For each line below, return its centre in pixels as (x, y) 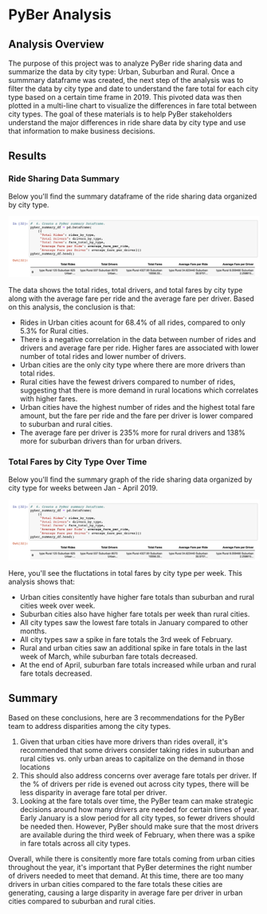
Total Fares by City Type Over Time (78, 462)
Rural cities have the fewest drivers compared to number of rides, (128, 382)
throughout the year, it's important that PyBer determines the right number (130, 867)
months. (33, 631)
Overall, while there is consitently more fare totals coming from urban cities (132, 858)
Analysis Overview (56, 44)
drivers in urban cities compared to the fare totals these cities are (116, 884)
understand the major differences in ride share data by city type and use (127, 122)
